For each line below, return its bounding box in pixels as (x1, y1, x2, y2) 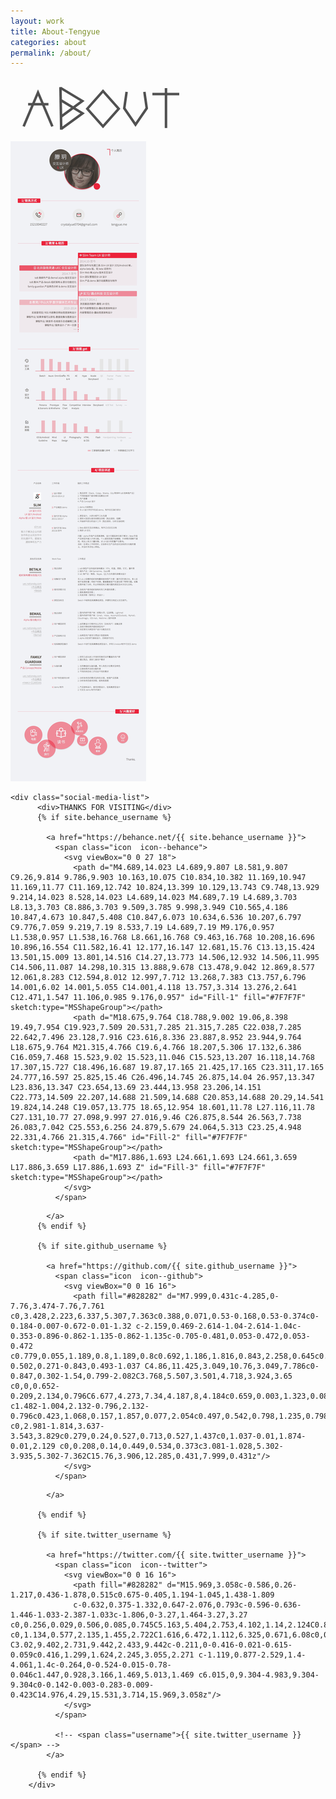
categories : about (10, 37, 87, 47)
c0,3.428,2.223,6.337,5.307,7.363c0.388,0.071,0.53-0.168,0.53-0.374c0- (10, 1311, 320, 1322)
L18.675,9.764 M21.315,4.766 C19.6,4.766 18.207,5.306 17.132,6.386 (10, 1043, 302, 1053)
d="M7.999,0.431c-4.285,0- (166, 1291, 280, 1302)
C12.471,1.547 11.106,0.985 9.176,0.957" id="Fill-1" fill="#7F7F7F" (10, 993, 307, 1003)
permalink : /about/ (10, 48, 92, 58)
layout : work (10, 16, 65, 26)
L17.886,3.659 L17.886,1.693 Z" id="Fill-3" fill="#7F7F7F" (10, 1163, 267, 1173)
